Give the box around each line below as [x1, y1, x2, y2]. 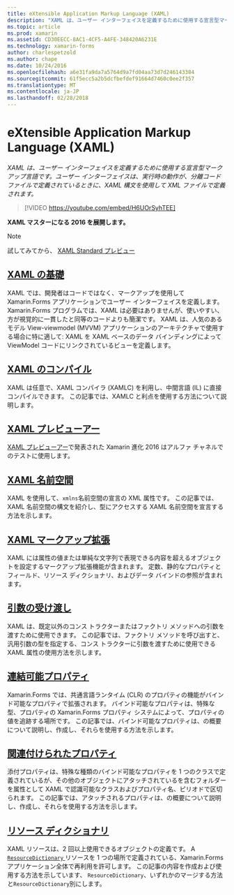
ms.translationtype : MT [7, 82, 77, 89]
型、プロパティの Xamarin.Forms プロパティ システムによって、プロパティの [7, 708, 225, 716]
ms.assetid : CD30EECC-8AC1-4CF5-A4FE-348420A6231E [7, 36, 157, 43]
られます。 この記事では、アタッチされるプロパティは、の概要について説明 [7, 794, 221, 802]
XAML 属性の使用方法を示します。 [7, 648, 106, 656]
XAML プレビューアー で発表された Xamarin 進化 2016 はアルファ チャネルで [7, 443, 224, 451]
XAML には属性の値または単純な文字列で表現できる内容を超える [7, 554, 192, 562]
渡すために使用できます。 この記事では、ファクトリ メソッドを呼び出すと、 [7, 630, 224, 639]
